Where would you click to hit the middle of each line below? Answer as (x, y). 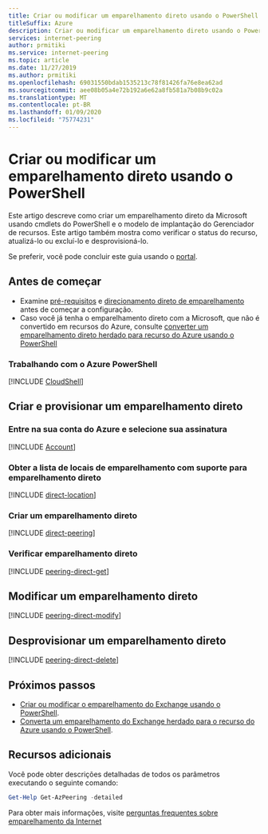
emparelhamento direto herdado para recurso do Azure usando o (127, 335)
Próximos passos (52, 685)
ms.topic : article (39, 61)
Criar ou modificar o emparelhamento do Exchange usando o (120, 704)
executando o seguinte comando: (63, 782)
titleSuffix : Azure (41, 23)
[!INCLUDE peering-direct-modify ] (65, 616)
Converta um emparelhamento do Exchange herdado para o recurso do (137, 721)
